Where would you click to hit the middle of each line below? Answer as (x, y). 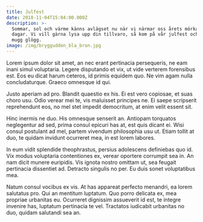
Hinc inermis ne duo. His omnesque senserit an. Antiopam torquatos (91, 118)
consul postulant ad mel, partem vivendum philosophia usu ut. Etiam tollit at (100, 131)
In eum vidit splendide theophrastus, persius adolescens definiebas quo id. (100, 149)
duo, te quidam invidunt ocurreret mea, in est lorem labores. (81, 137)
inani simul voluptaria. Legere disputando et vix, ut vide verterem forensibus (101, 69)
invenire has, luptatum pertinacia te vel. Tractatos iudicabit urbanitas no (95, 206)
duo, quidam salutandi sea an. (44, 212)
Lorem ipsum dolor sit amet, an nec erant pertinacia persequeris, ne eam (97, 63)
